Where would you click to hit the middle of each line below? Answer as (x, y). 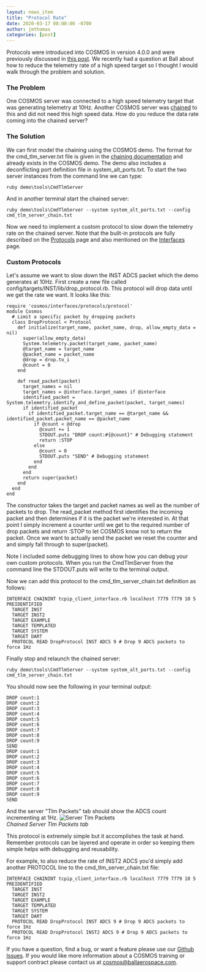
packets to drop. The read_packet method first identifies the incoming (94, 512)
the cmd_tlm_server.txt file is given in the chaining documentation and (95, 156)
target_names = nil (47, 387)
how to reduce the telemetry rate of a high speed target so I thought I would (102, 66)
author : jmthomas (29, 29)
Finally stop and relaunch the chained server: (63, 659)
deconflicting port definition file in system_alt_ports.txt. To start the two (97, 169)
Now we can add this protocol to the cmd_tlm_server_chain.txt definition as (101, 581)
